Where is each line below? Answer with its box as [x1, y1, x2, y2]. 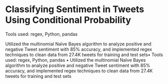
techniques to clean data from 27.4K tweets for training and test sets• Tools [5, 52, 163, 58]
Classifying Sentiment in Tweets [5, 4, 144, 15]
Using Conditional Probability [5, 14, 132, 26]
